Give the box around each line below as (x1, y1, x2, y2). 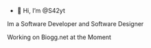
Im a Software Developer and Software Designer (7, 20, 144, 27)
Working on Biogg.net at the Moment (7, 33, 112, 41)
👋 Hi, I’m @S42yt (16, 7, 65, 14)
